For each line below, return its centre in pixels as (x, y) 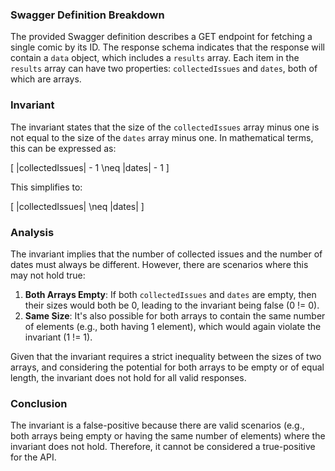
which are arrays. (46, 79)
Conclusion (39, 403)
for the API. (33, 457)
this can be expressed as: (63, 148)
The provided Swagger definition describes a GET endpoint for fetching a (161, 37)
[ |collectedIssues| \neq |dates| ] (77, 206)
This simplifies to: (46, 187)
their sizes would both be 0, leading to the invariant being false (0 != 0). (172, 305)
